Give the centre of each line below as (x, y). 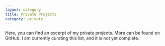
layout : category (23, 10)
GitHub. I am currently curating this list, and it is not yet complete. (72, 38)
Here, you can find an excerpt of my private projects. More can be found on (82, 33)
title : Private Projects (31, 14)
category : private (24, 19)
